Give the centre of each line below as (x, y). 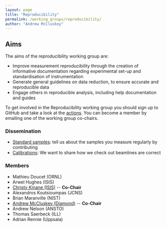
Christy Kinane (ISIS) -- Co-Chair (47, 187)
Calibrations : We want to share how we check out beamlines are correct (86, 153)
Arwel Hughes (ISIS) (33, 182)
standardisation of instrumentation (48, 77)
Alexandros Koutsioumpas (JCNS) (47, 192)
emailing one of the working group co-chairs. (52, 118)
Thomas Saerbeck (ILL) (36, 214)
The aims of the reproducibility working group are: (57, 56)
